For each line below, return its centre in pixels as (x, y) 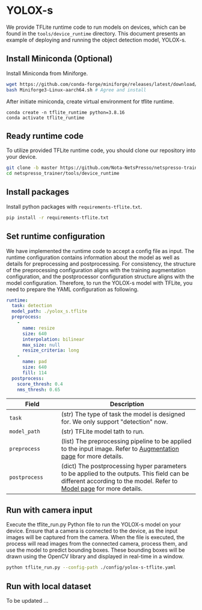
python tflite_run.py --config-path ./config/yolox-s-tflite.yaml (91, 568)
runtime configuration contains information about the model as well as (93, 257)
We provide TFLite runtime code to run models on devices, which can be (96, 27)
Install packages (38, 192)
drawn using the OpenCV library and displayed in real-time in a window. (95, 557)
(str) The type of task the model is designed (123, 414)
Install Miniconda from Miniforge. (47, 73)
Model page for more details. (102, 489)
